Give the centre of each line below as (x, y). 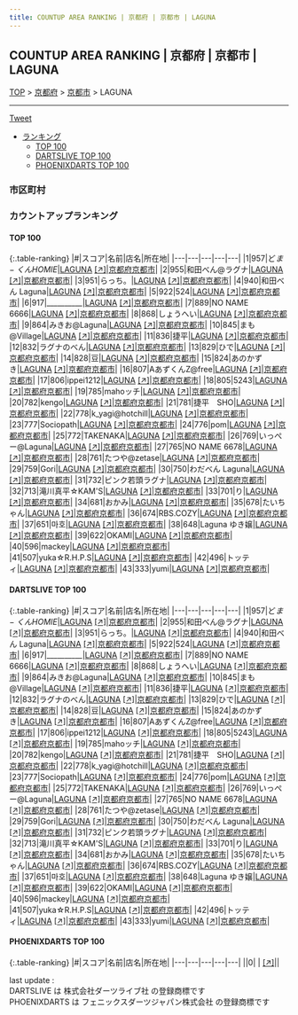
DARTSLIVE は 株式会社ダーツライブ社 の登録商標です (107, 990)
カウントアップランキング (63, 216)
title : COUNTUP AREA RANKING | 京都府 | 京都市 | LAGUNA (113, 17)
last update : (32, 980)
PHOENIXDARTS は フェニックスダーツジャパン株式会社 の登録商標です (140, 1002)
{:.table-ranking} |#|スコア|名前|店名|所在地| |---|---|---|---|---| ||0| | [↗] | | (145, 962)
